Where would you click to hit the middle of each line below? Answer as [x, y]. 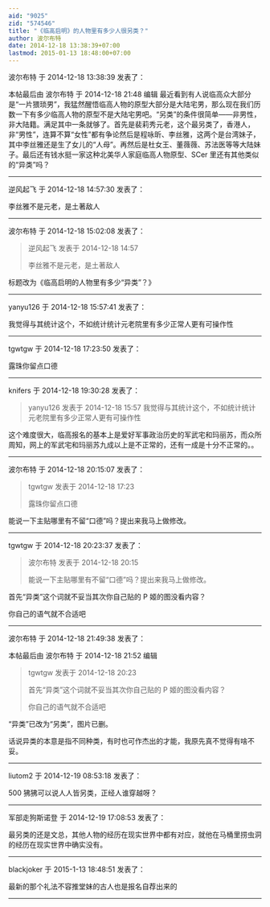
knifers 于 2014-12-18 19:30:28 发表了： [74, 390]
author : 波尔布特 [35, 38]
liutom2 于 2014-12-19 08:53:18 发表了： [75, 776]
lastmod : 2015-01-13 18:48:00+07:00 [70, 53]
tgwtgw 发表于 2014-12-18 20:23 [82, 672]
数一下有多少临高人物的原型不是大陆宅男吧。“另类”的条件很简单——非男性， [135, 114]
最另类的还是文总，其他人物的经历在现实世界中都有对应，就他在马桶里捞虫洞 [135, 835]
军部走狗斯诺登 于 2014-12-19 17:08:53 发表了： [87, 817]
